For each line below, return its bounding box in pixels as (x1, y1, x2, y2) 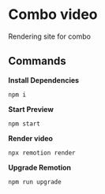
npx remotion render (8, 148, 77, 157)
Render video (8, 133, 54, 143)
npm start (8, 120, 41, 128)
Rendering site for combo (8, 32, 91, 41)
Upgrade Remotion (8, 162, 71, 172)
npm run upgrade (8, 177, 62, 186)
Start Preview (8, 104, 54, 114)
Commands (8, 54, 67, 68)
